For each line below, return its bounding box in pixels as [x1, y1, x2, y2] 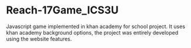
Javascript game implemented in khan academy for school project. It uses [6, 23, 186, 30]
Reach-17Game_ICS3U [6, 4, 119, 17]
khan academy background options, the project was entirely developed [6, 29, 179, 36]
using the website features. [6, 35, 72, 42]
